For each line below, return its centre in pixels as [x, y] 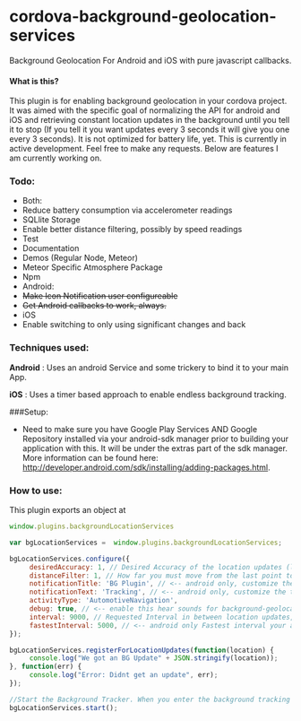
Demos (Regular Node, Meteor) [80, 258]
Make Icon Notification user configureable [100, 296]
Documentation [51, 248]
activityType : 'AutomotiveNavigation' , [103, 601]
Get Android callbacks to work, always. [95, 306]
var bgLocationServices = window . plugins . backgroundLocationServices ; [146, 543]
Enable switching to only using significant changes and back [134, 325]
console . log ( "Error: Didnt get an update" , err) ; [124, 675]
